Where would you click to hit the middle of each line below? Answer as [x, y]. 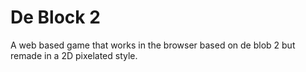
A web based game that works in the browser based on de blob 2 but [153, 45]
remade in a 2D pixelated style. [74, 55]
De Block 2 [55, 17]
